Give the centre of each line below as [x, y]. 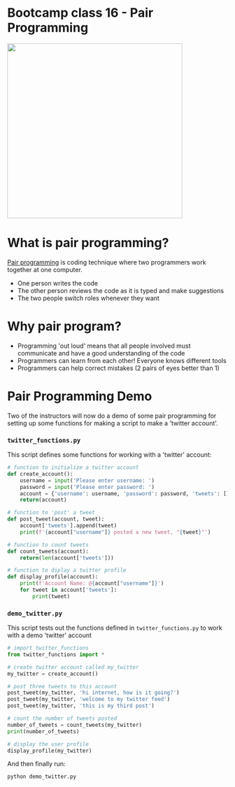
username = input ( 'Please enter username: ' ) [87, 481]
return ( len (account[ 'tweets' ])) [67, 558]
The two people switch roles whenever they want [88, 298]
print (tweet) [51, 596]
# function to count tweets [48, 545]
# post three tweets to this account [62, 686]
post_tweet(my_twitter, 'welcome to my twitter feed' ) [89, 700]
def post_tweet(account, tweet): [56, 519]
